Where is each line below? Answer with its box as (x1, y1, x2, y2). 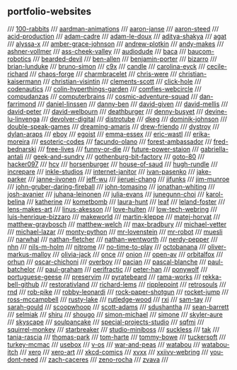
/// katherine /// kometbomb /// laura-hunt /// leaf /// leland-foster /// (26, 197, 225, 206)
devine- (204, 107, 228, 115)
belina (7, 197, 25, 206)
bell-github (7, 279, 40, 289)
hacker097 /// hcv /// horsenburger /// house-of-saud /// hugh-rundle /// (7, 159, 218, 168)
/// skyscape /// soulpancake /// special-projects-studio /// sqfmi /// (7, 318, 204, 326)
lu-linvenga (7, 115, 40, 123)
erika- (192, 129, 211, 138)
